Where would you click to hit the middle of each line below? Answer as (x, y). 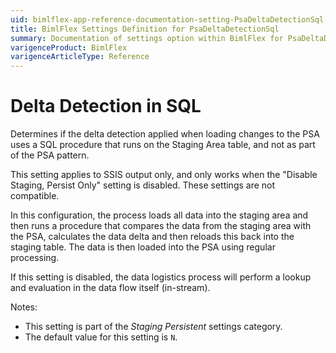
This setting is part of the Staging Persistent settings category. (153, 327)
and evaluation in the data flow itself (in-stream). (110, 288)
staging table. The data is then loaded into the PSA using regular (143, 247)
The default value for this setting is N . (101, 337)
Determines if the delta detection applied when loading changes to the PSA (165, 134)
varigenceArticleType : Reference (80, 57)
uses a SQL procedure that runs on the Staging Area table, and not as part (163, 145)
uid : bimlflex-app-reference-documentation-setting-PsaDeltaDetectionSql (167, 19)
